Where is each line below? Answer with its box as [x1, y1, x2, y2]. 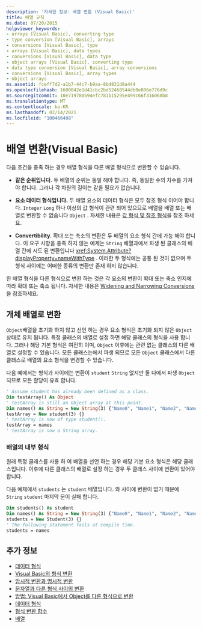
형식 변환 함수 [14, 608, 47, 615]
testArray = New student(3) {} [6, 411, 85, 417]
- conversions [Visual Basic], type [6, 43, 98, 49]
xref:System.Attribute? [76, 247, 132, 254]
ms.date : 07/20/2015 [6, 20, 58, 26]
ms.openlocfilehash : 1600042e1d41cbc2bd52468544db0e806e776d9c [6, 87, 168, 93]
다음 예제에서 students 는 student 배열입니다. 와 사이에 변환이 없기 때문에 [6, 486, 179, 493]
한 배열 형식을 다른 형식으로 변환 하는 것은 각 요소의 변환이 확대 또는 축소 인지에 [6, 275, 192, 282]
